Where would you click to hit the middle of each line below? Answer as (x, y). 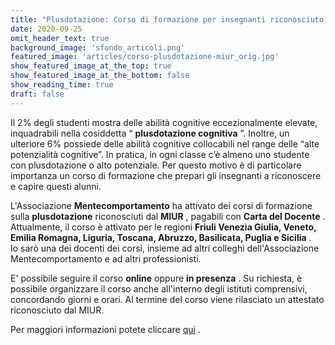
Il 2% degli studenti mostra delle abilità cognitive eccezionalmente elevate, (164, 122)
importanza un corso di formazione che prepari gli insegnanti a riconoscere (166, 175)
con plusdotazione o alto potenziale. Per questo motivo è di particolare (156, 165)
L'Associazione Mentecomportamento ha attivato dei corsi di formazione (161, 205)
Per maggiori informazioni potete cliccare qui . (105, 329)
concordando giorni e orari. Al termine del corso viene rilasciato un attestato (167, 299)
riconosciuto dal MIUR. (57, 310)
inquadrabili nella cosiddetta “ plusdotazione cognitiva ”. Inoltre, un (150, 133)
